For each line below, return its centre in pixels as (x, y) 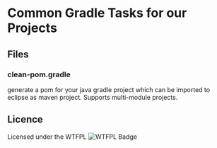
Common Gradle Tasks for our (97, 13)
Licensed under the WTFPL (47, 137)
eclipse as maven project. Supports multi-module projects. (93, 97)
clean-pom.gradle (39, 74)
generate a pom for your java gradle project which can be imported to (109, 89)
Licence (25, 119)
